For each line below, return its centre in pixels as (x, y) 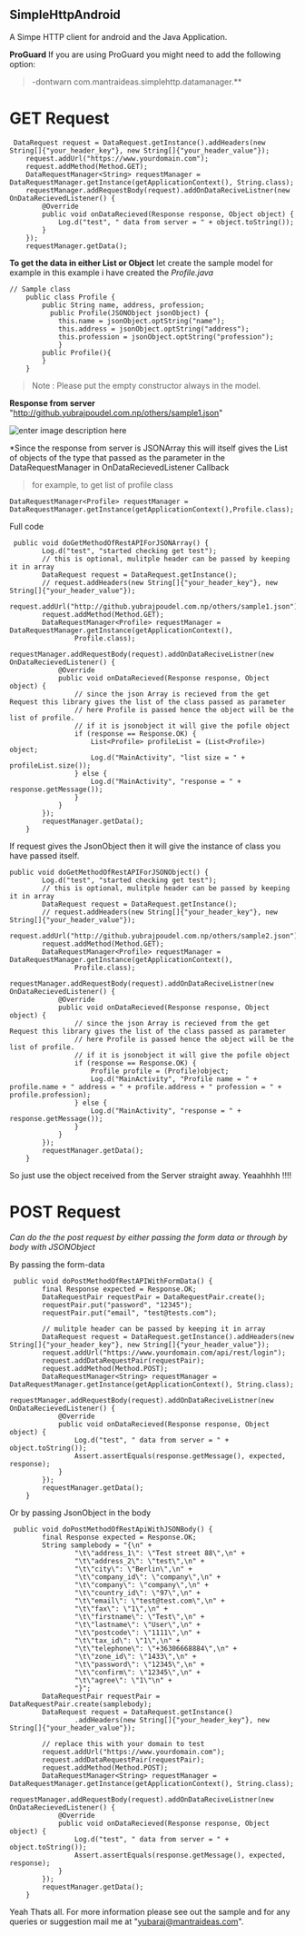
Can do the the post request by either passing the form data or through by (148, 1237)
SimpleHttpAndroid (65, 15)
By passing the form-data (57, 1264)
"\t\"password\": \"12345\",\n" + (139, 1664)
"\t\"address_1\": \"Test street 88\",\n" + (160, 1553)
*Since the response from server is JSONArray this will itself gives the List (149, 448)
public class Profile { (71, 297)
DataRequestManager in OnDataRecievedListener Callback (119, 467)
